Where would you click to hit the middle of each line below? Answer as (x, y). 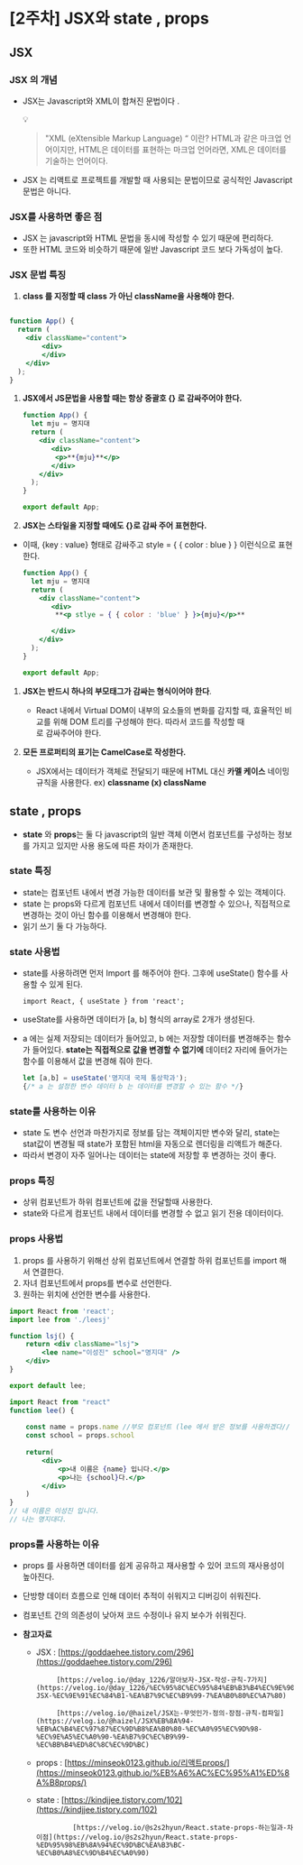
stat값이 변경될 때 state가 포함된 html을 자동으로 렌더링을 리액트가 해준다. (152, 1144)
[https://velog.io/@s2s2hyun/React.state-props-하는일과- (180, 1828)
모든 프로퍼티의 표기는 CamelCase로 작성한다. (104, 752)
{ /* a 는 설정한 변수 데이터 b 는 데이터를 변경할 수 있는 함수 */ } (133, 1087)
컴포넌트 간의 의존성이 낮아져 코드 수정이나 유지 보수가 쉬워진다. (134, 1615)
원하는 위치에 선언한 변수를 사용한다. (86, 1294)
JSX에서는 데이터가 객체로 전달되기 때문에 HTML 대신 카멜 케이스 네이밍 (163, 771)
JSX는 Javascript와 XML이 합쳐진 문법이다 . (101, 101)
